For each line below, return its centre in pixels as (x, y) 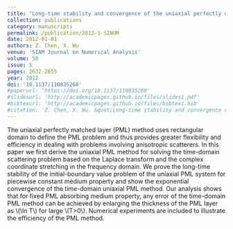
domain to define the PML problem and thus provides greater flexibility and (114, 137)
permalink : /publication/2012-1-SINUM (63, 33)
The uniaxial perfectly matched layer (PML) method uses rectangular (105, 129)
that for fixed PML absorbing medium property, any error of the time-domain (116, 196)
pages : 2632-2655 (32, 71)
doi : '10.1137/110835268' (44, 84)
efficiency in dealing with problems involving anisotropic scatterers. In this (113, 144)
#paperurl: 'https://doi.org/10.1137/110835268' (79, 91)
